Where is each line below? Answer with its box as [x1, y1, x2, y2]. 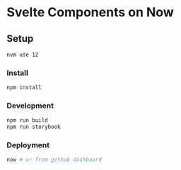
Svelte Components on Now [6, 4, 174, 21]
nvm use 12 [6, 51, 39, 58]
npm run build [6, 117, 49, 124]
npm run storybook [6, 123, 61, 131]
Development [6, 101, 54, 110]
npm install [6, 84, 42, 91]
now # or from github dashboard [6, 157, 102, 164]
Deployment [6, 140, 50, 150]
